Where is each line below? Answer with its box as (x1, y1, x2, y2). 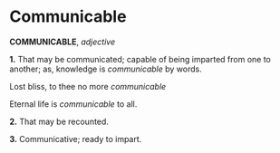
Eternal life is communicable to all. (9, 98, 138, 110)
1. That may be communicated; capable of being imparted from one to (9, 53, 272, 64)
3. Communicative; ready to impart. (9, 133, 142, 144)
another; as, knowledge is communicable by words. (9, 63, 202, 74)
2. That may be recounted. (9, 116, 109, 127)
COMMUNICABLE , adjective (9, 36, 116, 47)
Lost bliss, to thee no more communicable (9, 81, 167, 91)
